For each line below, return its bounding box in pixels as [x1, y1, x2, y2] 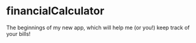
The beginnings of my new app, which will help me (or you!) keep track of [6, 24, 190, 31]
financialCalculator [6, 4, 105, 18]
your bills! [6, 30, 31, 37]
